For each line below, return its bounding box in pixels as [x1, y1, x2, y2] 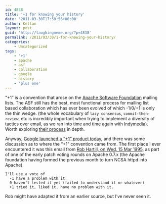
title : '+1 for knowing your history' [5, 12, 85, 17]
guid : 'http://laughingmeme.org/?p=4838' [5, 30, 92, 35]
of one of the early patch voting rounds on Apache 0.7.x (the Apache [5, 152, 145, 157]
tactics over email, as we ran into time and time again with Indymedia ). [5, 121, 148, 127]
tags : [5, 49, 16, 53]
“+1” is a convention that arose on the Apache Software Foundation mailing [5, 95, 158, 101]
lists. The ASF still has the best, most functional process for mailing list [5, 100, 149, 105]
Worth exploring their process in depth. [5, 126, 85, 132]
